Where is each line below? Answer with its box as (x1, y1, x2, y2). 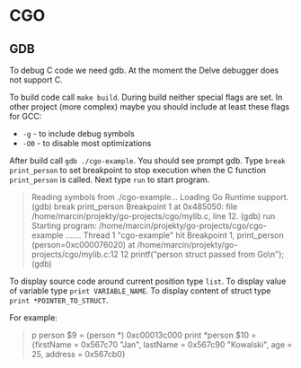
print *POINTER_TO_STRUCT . (9, 295, 109, 305)
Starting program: (31, 221, 97, 231)
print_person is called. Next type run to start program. (9, 174, 210, 185)
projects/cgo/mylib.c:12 (31, 249, 119, 259)
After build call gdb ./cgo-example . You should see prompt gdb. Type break (9, 155, 286, 166)
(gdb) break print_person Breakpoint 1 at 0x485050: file (31, 201, 238, 212)
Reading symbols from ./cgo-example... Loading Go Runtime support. (31, 192, 289, 202)
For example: (9, 312, 58, 323)
